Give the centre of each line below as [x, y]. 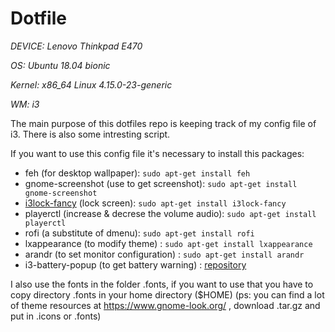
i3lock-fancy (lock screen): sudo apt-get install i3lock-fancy [155, 203]
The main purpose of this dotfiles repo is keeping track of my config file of [163, 123]
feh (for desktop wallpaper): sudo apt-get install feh [137, 173]
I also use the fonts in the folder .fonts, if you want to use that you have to [162, 284]
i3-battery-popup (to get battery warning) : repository [135, 264]
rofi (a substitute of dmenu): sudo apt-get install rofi [139, 233]
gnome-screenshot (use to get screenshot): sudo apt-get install [161, 183]
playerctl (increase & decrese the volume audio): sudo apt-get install [170, 213]
